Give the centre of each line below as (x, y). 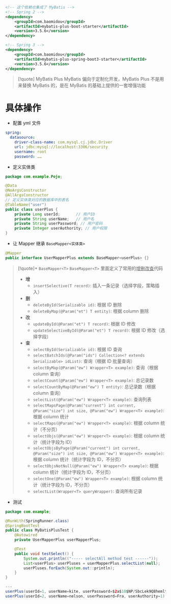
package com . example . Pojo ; (34, 177)
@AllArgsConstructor (27, 195)
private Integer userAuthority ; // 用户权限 (61, 229)
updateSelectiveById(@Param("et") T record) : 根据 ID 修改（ (97, 330)
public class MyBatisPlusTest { (39, 531)
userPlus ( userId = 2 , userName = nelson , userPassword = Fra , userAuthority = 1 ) (85, 596)
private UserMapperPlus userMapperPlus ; (58, 540)
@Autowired (26, 535)
